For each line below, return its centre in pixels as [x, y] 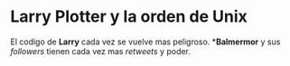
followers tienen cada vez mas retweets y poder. [100, 51]
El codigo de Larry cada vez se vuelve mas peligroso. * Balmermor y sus [145, 42]
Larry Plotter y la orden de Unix [129, 17]
